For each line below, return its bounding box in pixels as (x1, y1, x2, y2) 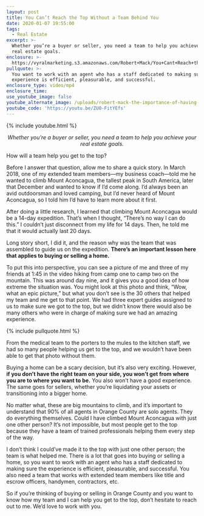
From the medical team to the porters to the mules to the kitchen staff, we (6, 339, 190, 346)
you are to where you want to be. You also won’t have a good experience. (6, 377, 192, 384)
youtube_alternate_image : (6, 99, 72, 105)
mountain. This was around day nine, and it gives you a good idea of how (6, 276, 189, 284)
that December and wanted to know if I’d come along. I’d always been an (6, 183, 188, 190)
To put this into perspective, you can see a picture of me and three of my (6, 263, 189, 271)
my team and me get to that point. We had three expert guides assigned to (6, 296, 192, 303)
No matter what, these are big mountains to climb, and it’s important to (6, 401, 183, 408)
